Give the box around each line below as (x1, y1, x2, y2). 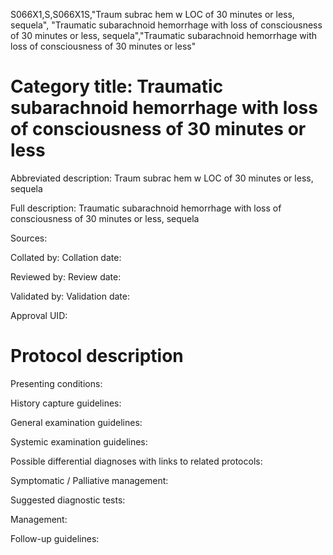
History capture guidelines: (10, 397, 122, 409)
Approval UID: (10, 309, 68, 321)
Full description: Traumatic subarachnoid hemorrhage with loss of (10, 202, 282, 214)
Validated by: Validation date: (10, 290, 130, 302)
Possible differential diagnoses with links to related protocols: (10, 455, 263, 467)
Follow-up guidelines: (10, 532, 100, 544)
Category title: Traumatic (10, 75, 224, 98)
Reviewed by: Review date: (10, 270, 122, 283)
